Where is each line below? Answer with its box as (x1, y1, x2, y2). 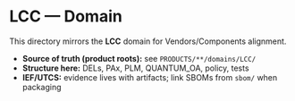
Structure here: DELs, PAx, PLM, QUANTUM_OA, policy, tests (21, 63, 249, 73)
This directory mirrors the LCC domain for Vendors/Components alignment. (9, 36, 287, 46)
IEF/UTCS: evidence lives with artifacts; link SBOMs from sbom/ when (21, 72, 278, 82)
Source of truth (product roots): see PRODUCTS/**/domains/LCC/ (21, 53, 257, 63)
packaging (21, 81, 62, 92)
